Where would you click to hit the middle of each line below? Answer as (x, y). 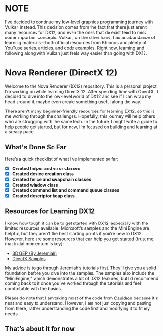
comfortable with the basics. (34, 288)
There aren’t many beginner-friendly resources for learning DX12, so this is (80, 111)
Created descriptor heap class (44, 196)
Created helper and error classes (46, 168)
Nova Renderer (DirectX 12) (61, 73)
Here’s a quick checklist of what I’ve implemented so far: (62, 159)
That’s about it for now (40, 329)
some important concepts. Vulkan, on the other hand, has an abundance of (80, 37)
